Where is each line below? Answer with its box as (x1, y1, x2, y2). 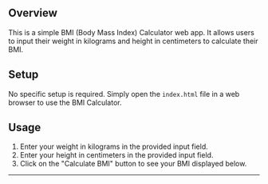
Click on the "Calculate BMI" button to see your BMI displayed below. (19, 159, 247, 169)
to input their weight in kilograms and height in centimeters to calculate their (8, 36, 258, 46)
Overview (8, 6, 58, 20)
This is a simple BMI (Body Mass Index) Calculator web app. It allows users (8, 27, 255, 37)
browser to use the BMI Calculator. (8, 98, 122, 107)
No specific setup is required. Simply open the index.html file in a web (8, 89, 240, 98)
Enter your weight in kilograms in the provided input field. (19, 142, 209, 151)
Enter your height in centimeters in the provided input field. (19, 150, 214, 160)
